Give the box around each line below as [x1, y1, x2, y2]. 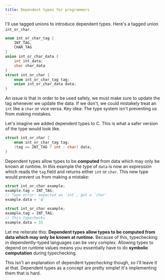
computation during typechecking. [5, 250, 77, 256]
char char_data [14, 63, 46, 68]
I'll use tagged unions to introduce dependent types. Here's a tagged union [5, 21, 159, 27]
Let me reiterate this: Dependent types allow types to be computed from [5, 229, 156, 235]
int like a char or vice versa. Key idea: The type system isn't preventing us [5, 106, 157, 112]
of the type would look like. [5, 126, 60, 132]
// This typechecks [5, 215, 46, 220]
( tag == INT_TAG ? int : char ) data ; [14, 144, 92, 149]
